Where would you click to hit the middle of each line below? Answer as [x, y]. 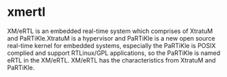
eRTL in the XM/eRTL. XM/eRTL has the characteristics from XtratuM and [111, 60]
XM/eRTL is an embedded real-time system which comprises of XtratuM [110, 31]
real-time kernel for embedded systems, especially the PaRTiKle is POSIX [111, 45]
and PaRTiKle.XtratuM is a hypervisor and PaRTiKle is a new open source [111, 38]
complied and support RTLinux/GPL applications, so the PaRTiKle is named [114, 53]
